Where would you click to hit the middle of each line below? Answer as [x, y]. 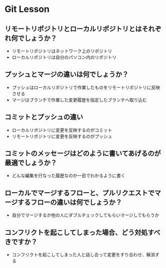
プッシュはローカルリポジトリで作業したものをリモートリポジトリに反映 [86, 87]
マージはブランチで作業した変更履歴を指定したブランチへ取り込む [79, 100]
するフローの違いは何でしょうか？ [70, 202]
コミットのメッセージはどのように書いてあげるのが [83, 154]
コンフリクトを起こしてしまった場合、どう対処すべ [83, 232]
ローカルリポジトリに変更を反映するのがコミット [62, 130]
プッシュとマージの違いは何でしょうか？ [67, 74]
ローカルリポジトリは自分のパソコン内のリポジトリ [64, 57]
